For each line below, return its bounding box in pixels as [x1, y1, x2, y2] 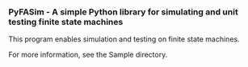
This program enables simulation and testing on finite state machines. [8, 34, 240, 44]
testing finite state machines [8, 16, 124, 27]
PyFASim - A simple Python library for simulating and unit [8, 6, 238, 18]
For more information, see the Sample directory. [8, 50, 168, 60]
